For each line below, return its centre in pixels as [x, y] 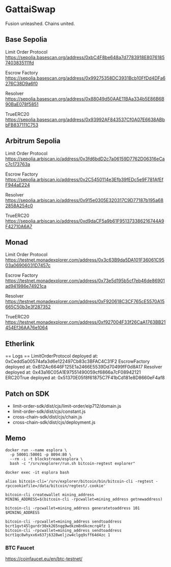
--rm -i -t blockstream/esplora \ [46, 459]
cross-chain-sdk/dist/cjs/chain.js [47, 417]
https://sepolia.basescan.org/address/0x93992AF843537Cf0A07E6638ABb [85, 119]
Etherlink [20, 344]
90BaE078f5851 [22, 104]
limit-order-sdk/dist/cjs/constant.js [49, 411]
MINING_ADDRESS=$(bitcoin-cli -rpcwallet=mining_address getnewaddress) [84, 499]
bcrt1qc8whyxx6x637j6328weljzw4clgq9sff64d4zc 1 [58, 535]
